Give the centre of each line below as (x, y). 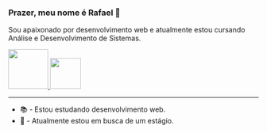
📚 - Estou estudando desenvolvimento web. (93, 109)
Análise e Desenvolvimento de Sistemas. (75, 38)
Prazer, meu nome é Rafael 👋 (64, 13)
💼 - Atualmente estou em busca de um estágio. (97, 121)
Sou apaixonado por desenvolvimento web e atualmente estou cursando (127, 30)
